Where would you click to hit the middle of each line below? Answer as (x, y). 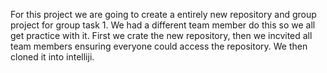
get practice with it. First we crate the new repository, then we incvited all (161, 35)
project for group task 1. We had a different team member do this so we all (163, 25)
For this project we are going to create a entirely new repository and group (163, 14)
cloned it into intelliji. (52, 57)
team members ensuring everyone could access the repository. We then (159, 46)
